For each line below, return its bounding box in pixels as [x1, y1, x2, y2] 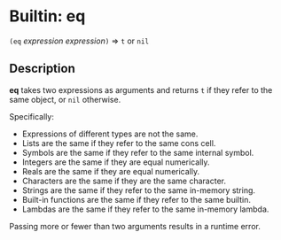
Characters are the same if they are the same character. [21, 175, 227, 186]
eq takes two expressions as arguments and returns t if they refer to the [9, 84, 273, 95]
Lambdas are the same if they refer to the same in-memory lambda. [21, 204, 269, 214]
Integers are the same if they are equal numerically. [21, 157, 210, 167]
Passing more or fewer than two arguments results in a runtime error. [9, 221, 261, 231]
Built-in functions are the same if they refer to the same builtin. [21, 194, 251, 205]
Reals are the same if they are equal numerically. [21, 166, 200, 176]
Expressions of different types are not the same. [21, 128, 199, 139]
